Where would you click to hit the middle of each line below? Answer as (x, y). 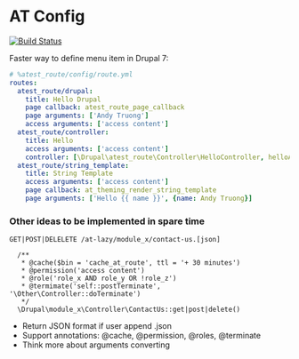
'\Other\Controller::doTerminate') (75, 294)
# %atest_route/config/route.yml (71, 74)
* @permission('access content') (83, 271)
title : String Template (69, 174)
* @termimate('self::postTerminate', (91, 286)
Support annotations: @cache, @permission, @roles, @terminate (141, 336)
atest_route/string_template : (73, 165)
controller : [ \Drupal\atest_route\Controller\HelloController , (145, 157)
